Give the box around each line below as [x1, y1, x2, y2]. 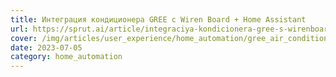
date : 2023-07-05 [10, 42, 83, 53]
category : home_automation [10, 52, 123, 62]
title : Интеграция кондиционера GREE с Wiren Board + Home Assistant [10, 14, 307, 25]
